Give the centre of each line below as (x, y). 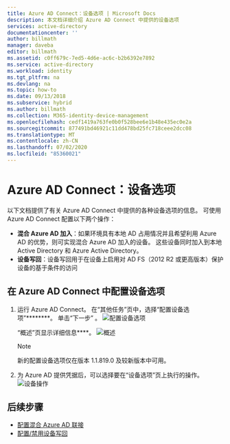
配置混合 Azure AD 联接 (50, 425)
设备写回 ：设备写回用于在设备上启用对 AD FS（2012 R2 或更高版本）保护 (120, 259)
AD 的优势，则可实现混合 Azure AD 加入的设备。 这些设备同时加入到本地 (119, 242)
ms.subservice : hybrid (39, 103)
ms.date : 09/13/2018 (37, 97)
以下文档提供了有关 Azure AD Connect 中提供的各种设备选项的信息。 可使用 (114, 210)
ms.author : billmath (37, 109)
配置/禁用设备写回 (42, 434)
